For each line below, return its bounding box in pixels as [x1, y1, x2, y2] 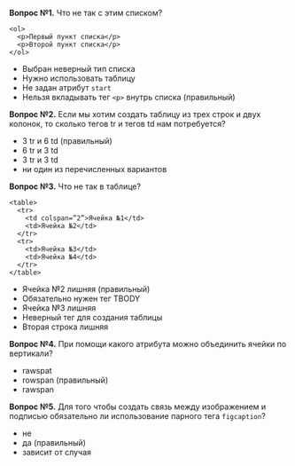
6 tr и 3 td [21, 146, 59, 155]
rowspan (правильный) [21, 375, 109, 385]
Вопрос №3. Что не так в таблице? [9, 181, 142, 192]
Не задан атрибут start [21, 83, 112, 92]
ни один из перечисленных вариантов [21, 164, 167, 174]
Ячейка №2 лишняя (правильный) [21, 284, 151, 294]
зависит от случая [21, 447, 91, 457]
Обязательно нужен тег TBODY [21, 293, 141, 304]
